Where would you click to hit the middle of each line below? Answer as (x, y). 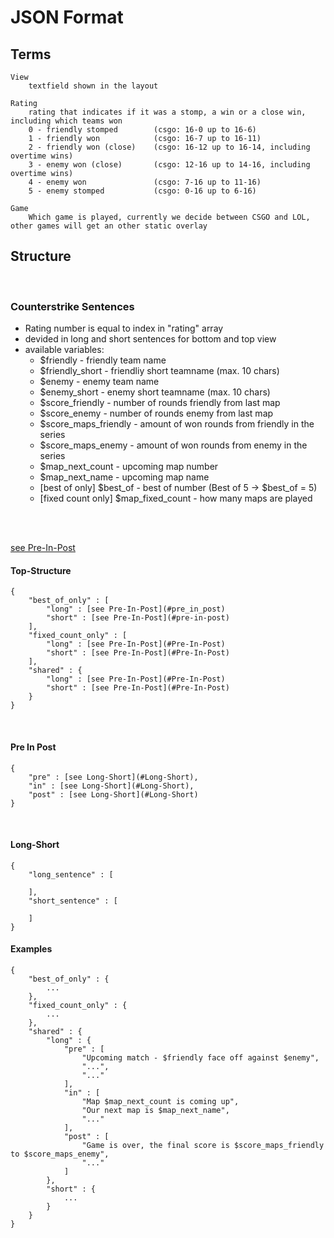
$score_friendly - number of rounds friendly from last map (160, 403)
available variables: (64, 350)
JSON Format (67, 17)
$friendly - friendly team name (103, 360)
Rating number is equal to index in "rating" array (124, 328)
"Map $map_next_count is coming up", (160, 1101)
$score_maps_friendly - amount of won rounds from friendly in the (177, 424)
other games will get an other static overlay (109, 226)
